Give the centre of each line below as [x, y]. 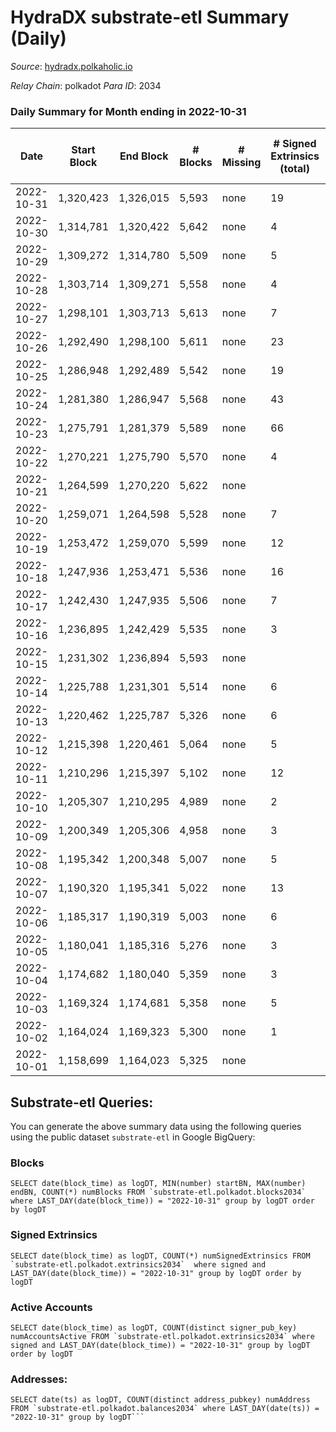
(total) [294, 169]
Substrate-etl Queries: [82, 1102]
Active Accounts [51, 1307]
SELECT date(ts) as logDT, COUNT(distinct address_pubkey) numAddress [160, 1400]
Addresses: [39, 1379]
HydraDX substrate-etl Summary [150, 17]
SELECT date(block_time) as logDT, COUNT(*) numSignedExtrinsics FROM [160, 1256]
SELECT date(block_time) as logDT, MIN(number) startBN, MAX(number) [158, 1184]
